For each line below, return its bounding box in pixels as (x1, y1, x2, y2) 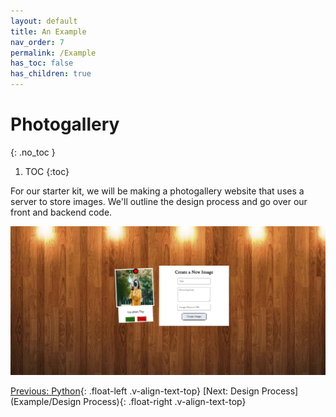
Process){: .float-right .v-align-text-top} (83, 395, 247, 407)
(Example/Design (10, 395, 82, 407)
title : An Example (10, 26, 87, 37)
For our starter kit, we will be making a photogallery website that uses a (10, 185, 305, 197)
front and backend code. (10, 206, 113, 218)
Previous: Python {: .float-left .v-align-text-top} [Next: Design (10, 385, 260, 397)
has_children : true (10, 69, 92, 79)
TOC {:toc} (24, 165, 70, 177)
